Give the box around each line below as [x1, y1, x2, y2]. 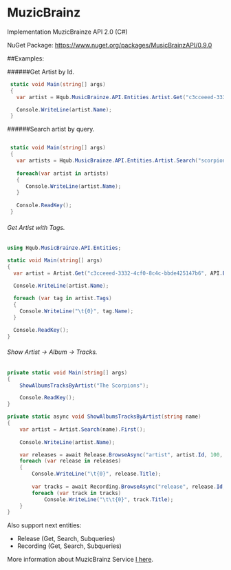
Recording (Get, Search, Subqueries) [16, 542, 122, 550]
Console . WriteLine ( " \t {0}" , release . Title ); [32, 470, 162, 478]
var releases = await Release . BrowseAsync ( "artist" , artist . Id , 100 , [19, 451, 223, 458]
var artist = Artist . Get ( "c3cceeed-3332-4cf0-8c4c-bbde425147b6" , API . [13, 270, 223, 277]
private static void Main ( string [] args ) [7, 369, 128, 376]
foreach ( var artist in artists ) [16, 170, 109, 177]
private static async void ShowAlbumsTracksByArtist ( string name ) [7, 413, 201, 421]
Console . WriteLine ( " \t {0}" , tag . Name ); [19, 308, 134, 315]
